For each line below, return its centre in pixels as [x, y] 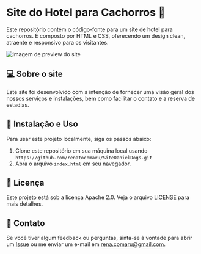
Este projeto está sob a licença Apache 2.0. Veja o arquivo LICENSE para [98, 197]
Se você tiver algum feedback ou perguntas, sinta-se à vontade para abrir [99, 238]
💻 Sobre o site [35, 74]
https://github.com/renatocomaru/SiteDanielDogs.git [84, 158]
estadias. [18, 105]
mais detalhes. [25, 204]
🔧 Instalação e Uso [42, 124]
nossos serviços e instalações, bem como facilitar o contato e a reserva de [101, 98]
